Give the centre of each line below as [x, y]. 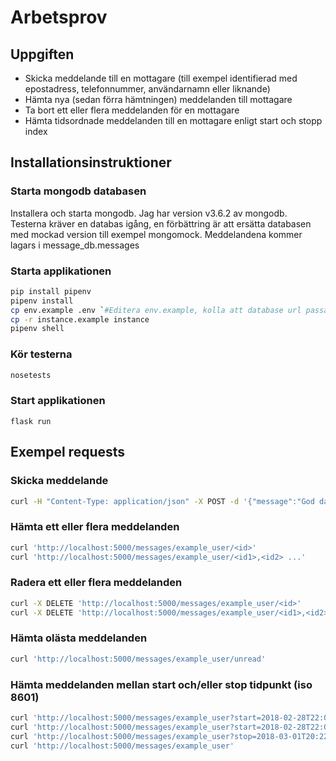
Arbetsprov [59, 17]
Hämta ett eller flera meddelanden [95, 527]
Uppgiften [42, 54]
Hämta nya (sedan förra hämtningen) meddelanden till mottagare [158, 99]
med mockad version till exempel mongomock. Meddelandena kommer [156, 234]
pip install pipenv [51, 291]
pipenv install [42, 301]
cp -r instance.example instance [80, 319]
